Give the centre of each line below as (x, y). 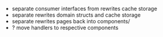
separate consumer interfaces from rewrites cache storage (84, 9)
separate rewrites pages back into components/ (71, 21)
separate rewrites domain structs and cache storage (76, 15)
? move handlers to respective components (65, 27)
